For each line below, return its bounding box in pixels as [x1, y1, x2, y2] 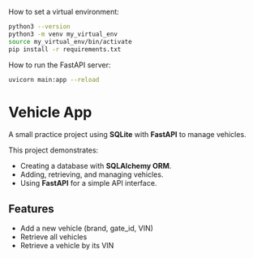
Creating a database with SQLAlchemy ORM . [19, 161, 172, 171]
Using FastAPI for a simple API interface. [19, 178, 157, 188]
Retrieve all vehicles [19, 232, 88, 242]
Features [8, 202, 54, 216]
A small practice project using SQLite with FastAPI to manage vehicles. [8, 130, 247, 140]
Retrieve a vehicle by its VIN [19, 241, 114, 251]
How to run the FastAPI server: [8, 60, 111, 70]
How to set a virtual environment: [8, 7, 119, 16]
